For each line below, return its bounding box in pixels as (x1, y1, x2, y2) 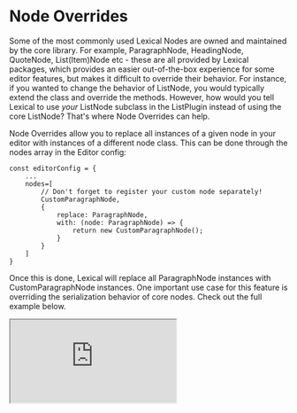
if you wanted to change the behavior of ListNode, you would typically (9, 82, 265, 93)
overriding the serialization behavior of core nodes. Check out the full (9, 291, 263, 302)
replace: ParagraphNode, (56, 210, 148, 219)
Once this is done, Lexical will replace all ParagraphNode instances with (9, 272, 271, 283)
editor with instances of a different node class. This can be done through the (9, 137, 288, 148)
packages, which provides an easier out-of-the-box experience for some (9, 64, 275, 74)
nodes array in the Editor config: (9, 146, 126, 157)
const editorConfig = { (9, 164, 97, 173)
